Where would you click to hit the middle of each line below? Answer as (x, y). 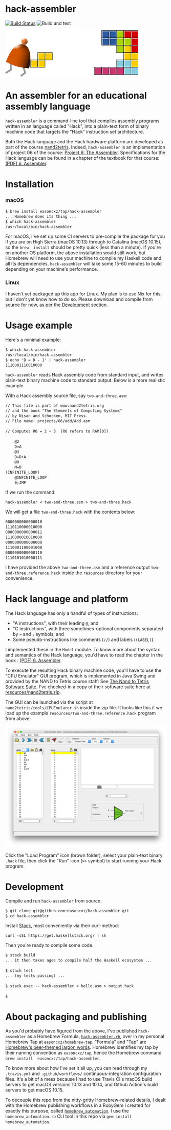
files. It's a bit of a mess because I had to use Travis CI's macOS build (79, 1079)
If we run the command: (30, 492)
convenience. (20, 578)
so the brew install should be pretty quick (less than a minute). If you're (83, 248)
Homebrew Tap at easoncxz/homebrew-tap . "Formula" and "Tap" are (76, 1042)
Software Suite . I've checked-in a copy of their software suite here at (78, 687)
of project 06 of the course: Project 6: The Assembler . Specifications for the (85, 153)
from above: (18, 718)
